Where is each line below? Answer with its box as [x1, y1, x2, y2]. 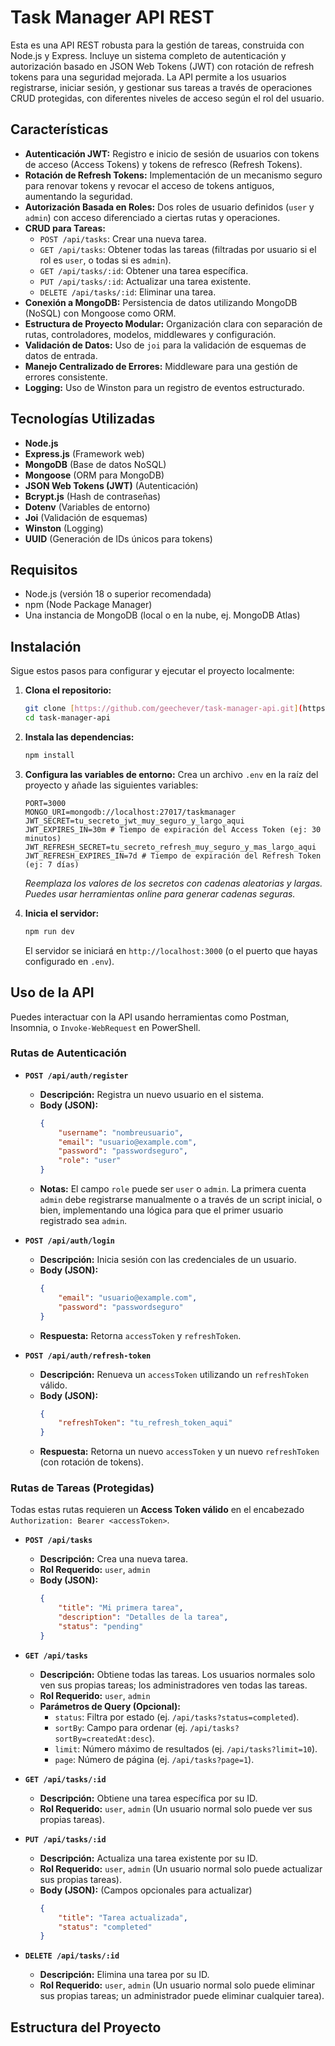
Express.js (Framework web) [24, 447, 145, 460]
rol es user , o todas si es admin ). [39, 254, 172, 266]
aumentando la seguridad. [24, 190, 133, 202]
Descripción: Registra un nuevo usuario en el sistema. [39, 1088, 265, 1100]
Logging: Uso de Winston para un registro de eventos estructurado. [24, 381, 305, 393]
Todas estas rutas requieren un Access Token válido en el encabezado [10, 1504, 305, 1516]
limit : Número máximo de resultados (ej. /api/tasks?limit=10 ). [54, 1742, 318, 1755]
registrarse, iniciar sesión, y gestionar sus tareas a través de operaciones [10, 81, 313, 93]
